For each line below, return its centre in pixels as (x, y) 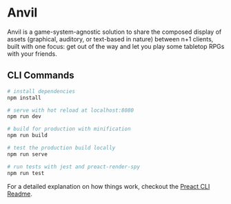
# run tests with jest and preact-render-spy (73, 167)
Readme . (20, 194)
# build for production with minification (69, 129)
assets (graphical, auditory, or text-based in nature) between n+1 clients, (110, 39)
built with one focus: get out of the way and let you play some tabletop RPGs (116, 46)
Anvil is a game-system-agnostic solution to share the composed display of (114, 32)
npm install (24, 98)
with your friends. (32, 54)
